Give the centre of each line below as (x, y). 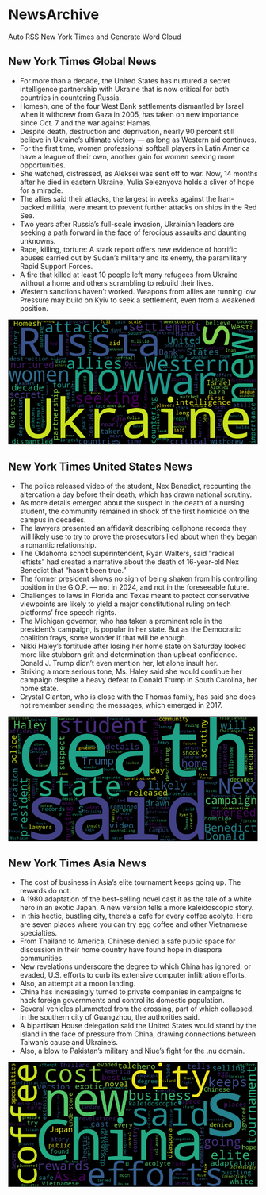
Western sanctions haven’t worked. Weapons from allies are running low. (138, 291)
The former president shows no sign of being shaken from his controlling (139, 578)
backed (32, 207)
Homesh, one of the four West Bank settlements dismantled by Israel (131, 106)
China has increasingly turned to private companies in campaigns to (131, 992)
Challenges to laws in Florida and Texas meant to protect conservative (134, 595)
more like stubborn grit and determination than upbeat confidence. (128, 654)
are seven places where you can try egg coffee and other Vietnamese (133, 924)
